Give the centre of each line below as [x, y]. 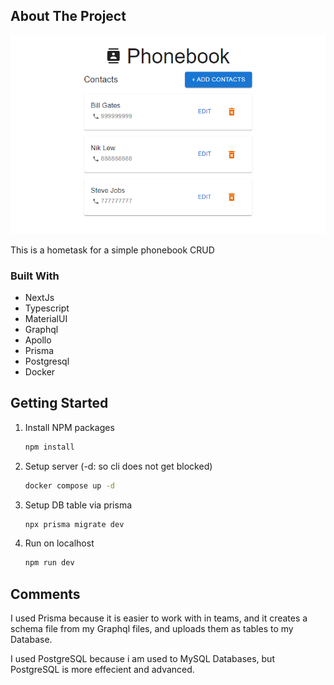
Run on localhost [59, 543]
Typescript [47, 308]
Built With [35, 276]
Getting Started [59, 403]
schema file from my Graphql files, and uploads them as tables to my [152, 629]
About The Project [68, 16]
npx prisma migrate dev [74, 524]
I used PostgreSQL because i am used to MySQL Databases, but [142, 659]
